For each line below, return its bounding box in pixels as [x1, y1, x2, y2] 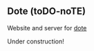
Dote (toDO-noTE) [7, 6, 86, 17]
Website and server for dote [7, 23, 87, 32]
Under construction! [7, 37, 64, 45]
